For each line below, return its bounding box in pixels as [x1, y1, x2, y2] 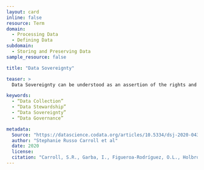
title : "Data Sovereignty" [6, 65, 75, 71]
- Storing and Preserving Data [12, 49, 91, 55]
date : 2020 [12, 143, 39, 149]
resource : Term [6, 20, 45, 26]
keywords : [6, 92, 32, 99]
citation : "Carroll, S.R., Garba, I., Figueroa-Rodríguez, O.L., [12, 154, 181, 161]
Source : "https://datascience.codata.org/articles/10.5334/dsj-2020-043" [12, 132, 202, 138]
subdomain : [6, 43, 34, 49]
